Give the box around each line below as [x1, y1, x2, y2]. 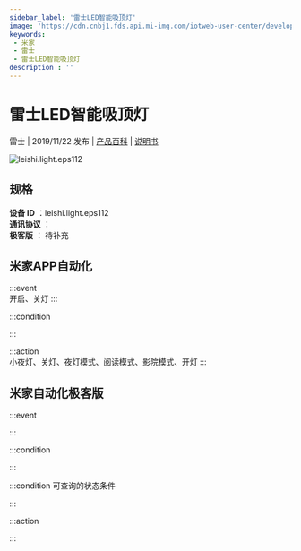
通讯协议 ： [9, 219, 51, 229]
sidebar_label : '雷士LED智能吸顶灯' [9, 13, 137, 22]
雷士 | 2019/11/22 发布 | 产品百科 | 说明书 [9, 135, 159, 146]
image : [9, 22, 34, 30]
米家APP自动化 [9, 259, 92, 274]
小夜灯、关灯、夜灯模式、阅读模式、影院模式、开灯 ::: [9, 357, 208, 367]
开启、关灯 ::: [9, 293, 58, 305]
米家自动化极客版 [9, 385, 104, 400]
